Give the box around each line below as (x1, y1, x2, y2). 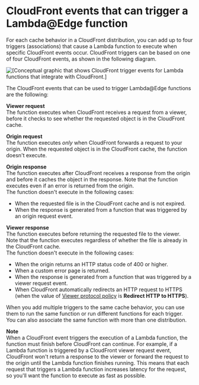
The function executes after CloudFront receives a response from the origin (6, 169, 191, 176)
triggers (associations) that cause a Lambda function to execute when (6, 43, 177, 50)
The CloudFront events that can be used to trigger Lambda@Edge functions (6, 84, 191, 91)
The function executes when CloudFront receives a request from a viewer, (6, 109, 187, 116)
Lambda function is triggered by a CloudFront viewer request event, (6, 346, 172, 354)
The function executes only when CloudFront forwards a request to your (6, 139, 182, 146)
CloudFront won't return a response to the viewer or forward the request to (6, 353, 189, 360)
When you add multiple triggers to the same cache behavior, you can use (6, 304, 185, 311)
